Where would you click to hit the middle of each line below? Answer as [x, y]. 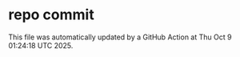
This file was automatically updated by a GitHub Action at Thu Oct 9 [120, 37]
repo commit [51, 15]
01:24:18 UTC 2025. [41, 45]
